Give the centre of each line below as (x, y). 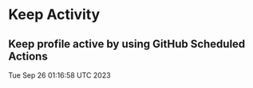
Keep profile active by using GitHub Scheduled (127, 44)
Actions (28, 56)
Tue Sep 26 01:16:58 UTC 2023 (59, 75)
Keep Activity (54, 15)
